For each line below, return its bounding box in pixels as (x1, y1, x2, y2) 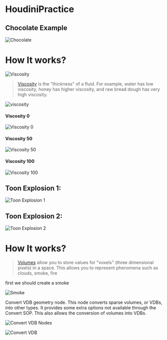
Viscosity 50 (5, 135, 33, 141)
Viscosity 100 (5, 158, 35, 164)
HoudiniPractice (5, 4, 74, 15)
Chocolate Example (5, 24, 68, 32)
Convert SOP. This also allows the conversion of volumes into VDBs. (5, 310, 147, 316)
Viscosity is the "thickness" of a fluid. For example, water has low (17, 80, 153, 87)
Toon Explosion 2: (5, 212, 63, 220)
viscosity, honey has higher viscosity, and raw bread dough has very (17, 86, 160, 92)
